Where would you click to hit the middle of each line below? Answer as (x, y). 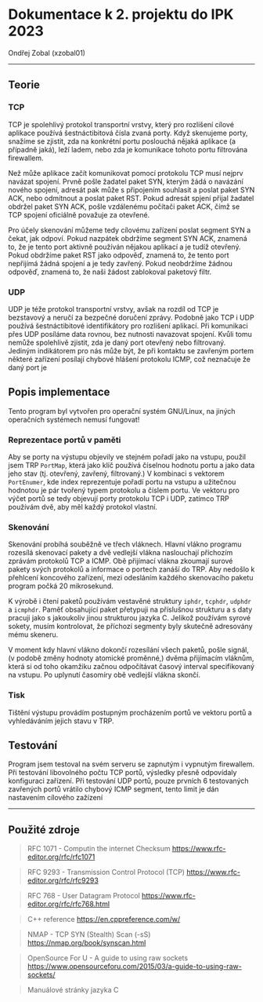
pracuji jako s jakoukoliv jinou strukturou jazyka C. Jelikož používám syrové (130, 618)
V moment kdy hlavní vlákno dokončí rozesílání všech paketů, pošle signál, (128, 650)
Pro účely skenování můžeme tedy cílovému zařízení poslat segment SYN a (130, 230)
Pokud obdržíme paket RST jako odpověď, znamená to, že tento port (119, 255)
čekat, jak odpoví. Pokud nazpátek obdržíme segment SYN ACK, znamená (128, 238)
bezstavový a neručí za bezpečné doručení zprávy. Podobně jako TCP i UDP (131, 317)
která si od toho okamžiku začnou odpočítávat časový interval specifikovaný (131, 667)
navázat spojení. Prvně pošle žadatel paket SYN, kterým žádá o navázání (126, 181)
